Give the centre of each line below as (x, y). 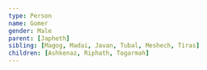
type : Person (30, 16)
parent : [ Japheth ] (39, 38)
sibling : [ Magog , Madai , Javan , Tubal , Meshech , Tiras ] (104, 46)
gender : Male (30, 31)
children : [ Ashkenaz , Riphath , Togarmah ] (79, 53)
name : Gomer (28, 23)
